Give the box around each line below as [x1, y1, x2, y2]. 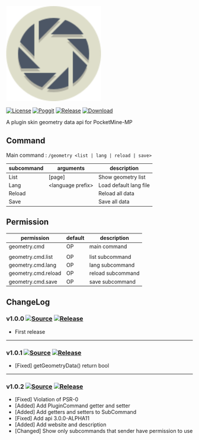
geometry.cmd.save [8, 278, 57, 285]
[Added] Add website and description [14, 421, 107, 428]
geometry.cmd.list [8, 253, 53, 260]
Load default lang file [98, 181, 150, 189]
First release [14, 328, 46, 335]
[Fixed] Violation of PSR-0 [14, 396, 79, 403]
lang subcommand [89, 261, 135, 269]
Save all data [98, 198, 130, 205]
